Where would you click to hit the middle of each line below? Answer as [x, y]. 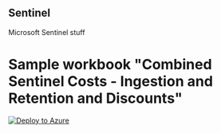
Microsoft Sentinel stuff [47, 32]
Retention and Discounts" [95, 98]
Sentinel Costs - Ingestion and [111, 81]
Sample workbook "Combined [110, 65]
